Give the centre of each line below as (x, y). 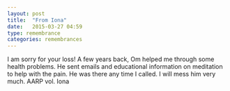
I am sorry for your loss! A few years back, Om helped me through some (111, 59)
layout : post (26, 14)
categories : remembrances (45, 40)
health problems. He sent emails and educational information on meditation (115, 67)
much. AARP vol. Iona (38, 81)
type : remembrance (34, 33)
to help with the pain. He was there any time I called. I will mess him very (112, 74)
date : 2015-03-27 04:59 (45, 26)
